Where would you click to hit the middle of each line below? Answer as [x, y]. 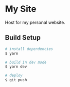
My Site [21, 9]
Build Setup [23, 38]
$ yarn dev [16, 67]
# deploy [14, 76]
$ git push [16, 80]
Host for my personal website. [35, 22]
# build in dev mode [26, 62]
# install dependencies [29, 49]
